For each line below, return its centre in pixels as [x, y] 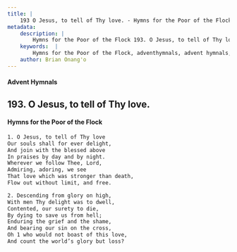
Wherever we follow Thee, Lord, [55, 163]
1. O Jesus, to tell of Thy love [56, 137]
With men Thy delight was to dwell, [61, 202]
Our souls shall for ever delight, [60, 144]
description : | [42, 33]
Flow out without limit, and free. [60, 183]
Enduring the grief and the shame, [60, 222]
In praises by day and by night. [56, 157]
